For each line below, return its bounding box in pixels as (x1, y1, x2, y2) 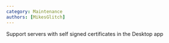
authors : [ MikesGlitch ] (6, 14, 66, 20)
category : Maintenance (6, 8, 63, 15)
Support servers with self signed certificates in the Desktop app (6, 30, 164, 37)
